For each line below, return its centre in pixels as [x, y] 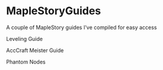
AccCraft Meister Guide [35, 50]
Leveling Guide [24, 39]
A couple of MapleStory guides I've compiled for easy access [81, 27]
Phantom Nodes [26, 62]
